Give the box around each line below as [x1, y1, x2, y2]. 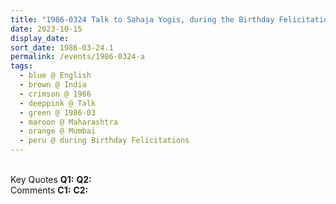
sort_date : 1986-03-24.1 [10, 42, 114, 53]
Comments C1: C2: [10, 184, 89, 196]
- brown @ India [19, 80, 87, 90]
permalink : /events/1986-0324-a [10, 52, 145, 62]
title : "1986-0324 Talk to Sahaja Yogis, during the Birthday [10, 14, 275, 25]
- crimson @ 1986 [19, 89, 92, 99]
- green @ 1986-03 [19, 107, 97, 118]
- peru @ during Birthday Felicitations [19, 136, 190, 146]
